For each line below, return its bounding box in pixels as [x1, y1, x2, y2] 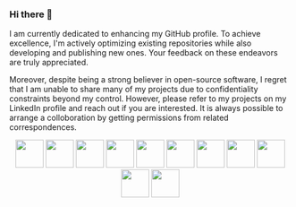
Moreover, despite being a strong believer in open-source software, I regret [9, 74, 288, 85]
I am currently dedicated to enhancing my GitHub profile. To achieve [9, 29, 261, 39]
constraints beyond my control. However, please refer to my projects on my [9, 93, 287, 104]
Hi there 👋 [9, 8, 54, 21]
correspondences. [9, 122, 78, 133]
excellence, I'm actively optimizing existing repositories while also [9, 38, 252, 48]
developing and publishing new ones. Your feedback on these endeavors [9, 47, 279, 58]
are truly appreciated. [9, 57, 89, 68]
